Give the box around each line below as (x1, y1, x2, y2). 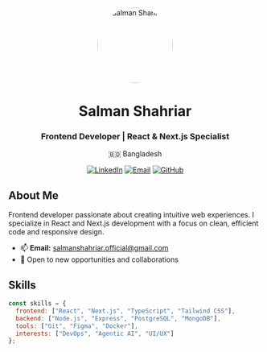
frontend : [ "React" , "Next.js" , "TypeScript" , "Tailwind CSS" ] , (15, 307, 236, 315)
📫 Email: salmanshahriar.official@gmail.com (19, 243, 169, 253)
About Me (8, 188, 59, 202)
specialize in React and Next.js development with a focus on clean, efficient (8, 218, 259, 228)
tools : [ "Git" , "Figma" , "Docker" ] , (15, 321, 138, 330)
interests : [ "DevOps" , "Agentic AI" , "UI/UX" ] (15, 329, 175, 338)
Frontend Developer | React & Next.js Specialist (40, 131, 230, 143)
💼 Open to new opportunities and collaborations (19, 255, 179, 264)
